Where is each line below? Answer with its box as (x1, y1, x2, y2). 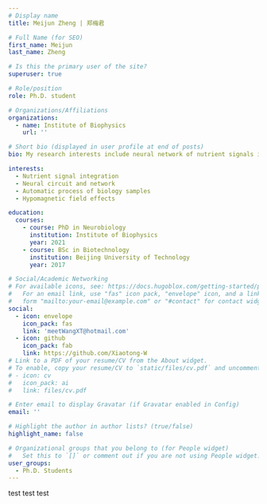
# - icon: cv (8, 372, 52, 380)
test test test (8, 488, 49, 498)
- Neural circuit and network (15, 179, 115, 187)
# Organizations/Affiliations (8, 106, 109, 114)
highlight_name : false (8, 430, 83, 438)
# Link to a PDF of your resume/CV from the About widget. (8, 356, 208, 364)
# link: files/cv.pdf (8, 386, 87, 395)
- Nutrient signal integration (15, 172, 119, 180)
